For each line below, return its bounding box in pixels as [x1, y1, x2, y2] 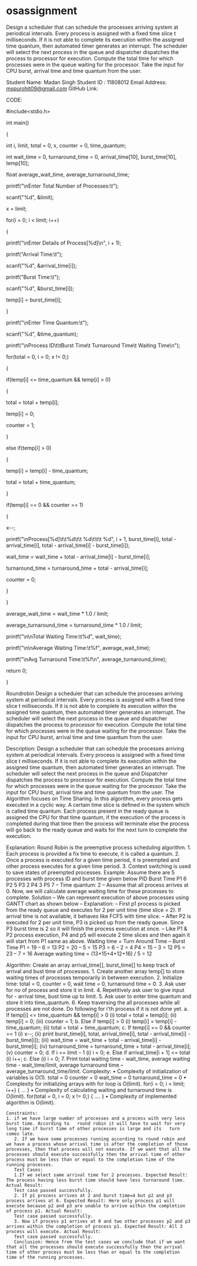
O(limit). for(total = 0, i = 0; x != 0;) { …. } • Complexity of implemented [6, 1093, 177, 1100]
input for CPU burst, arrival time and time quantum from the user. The [6, 789, 175, 796]
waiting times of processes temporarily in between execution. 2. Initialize [6, 974, 183, 981]
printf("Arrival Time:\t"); [6, 250, 63, 258]
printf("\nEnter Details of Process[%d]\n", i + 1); [6, 239, 122, 246]
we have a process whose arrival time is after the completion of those [6, 1141, 188, 1147]
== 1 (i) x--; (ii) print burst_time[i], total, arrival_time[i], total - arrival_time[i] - [6, 1030, 191, 1037]
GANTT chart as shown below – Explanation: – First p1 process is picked [6, 900, 181, 907]
